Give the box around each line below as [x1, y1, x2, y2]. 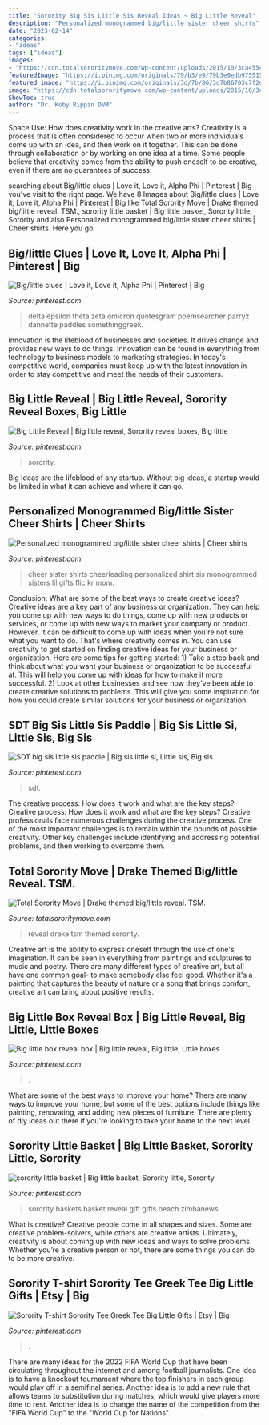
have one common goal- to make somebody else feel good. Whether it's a [8, 970, 253, 980]
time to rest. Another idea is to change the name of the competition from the [8, 1399, 260, 1409]
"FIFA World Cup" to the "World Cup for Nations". [8, 1407, 171, 1417]
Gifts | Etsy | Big [8, 1289, 90, 1303]
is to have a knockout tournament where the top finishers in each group [8, 1374, 244, 1383]
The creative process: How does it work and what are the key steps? [8, 799, 235, 808]
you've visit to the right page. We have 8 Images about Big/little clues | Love [8, 190, 259, 199]
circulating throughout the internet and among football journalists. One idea [8, 1365, 257, 1375]
